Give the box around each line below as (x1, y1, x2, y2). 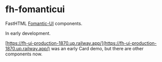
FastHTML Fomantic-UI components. (5, 20, 83, 26)
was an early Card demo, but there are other (51, 45, 144, 51)
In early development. (5, 30, 51, 36)
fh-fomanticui (5, 4, 65, 15)
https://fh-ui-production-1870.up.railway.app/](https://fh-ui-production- (7, 40, 157, 46)
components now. (5, 51, 43, 57)
